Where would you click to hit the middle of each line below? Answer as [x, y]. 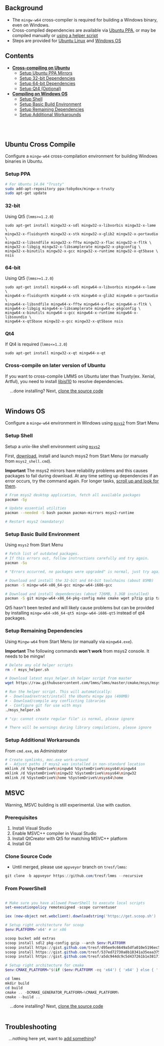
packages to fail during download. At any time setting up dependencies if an [82, 475]
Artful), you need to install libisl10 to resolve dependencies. [64, 381]
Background [24, 8]
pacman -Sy [16, 500]
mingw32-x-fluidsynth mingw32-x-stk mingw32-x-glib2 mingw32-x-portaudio [82, 234]
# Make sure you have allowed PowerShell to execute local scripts [75, 903]
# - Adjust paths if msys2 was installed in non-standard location [75, 764]
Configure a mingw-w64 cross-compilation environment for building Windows [81, 156]
